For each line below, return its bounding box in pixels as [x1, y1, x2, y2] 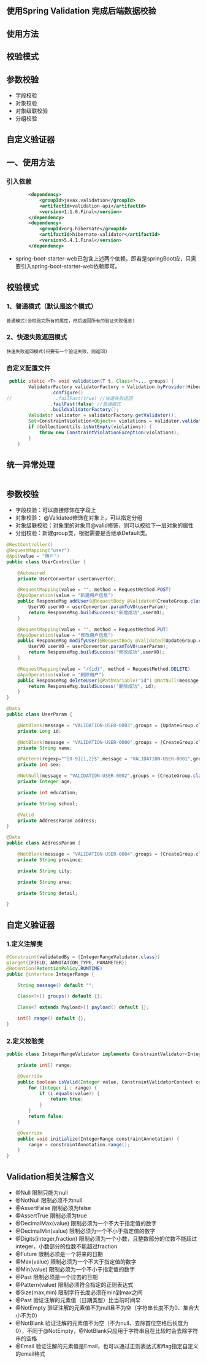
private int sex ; [17, 762, 62, 768]
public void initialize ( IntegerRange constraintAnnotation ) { [17, 1136, 180, 1142]
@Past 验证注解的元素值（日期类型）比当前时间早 [15, 1297, 141, 1304]
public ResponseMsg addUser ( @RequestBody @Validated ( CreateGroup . [17, 598, 191, 604]
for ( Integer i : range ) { [28, 1085, 97, 1091]
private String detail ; [17, 890, 78, 896]
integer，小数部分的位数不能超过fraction [15, 1243, 118, 1250]
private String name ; [17, 745, 72, 751]
